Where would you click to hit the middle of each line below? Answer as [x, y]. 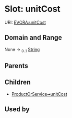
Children [18, 82]
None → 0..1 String [22, 50]
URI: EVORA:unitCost [25, 22]
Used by [17, 110]
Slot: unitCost [32, 9]
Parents [16, 66]
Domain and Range [33, 38]
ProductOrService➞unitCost [39, 94]
